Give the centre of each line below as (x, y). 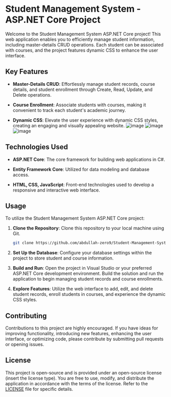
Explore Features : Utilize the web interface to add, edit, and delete (83, 289)
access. (21, 175)
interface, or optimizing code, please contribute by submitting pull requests (84, 339)
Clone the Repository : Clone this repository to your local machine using (88, 228)
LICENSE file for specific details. (39, 389)
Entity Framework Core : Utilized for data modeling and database (81, 169)
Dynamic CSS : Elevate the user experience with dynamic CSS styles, (85, 120)
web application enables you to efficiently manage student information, (80, 39)
